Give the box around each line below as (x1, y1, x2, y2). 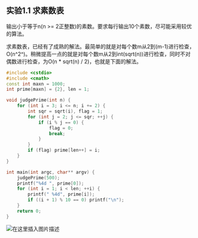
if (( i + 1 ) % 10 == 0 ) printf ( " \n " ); (28, 197, 124, 203)
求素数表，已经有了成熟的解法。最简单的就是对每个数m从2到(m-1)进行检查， (6, 42, 195, 50)
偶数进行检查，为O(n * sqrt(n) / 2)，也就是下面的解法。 (6, 57, 142, 65)
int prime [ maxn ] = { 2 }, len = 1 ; (6, 86, 90, 93)
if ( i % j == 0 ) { (38, 119, 84, 126)
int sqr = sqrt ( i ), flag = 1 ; (28, 108, 103, 115)
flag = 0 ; (48, 125, 74, 131)
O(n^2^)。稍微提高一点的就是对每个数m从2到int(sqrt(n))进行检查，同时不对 (6, 50, 191, 57)
